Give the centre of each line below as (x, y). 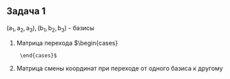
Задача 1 (26, 11)
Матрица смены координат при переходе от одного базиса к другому (119, 68)
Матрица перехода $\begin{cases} (67, 43)
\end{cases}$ (38, 55)
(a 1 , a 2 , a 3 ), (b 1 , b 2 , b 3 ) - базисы (50, 29)
